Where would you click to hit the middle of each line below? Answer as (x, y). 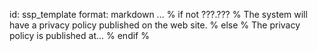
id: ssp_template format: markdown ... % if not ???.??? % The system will (158, 14)
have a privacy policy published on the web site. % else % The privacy (155, 25)
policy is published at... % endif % (79, 35)
